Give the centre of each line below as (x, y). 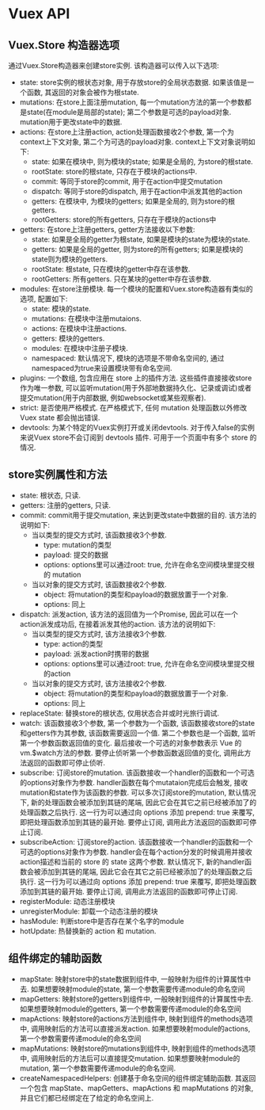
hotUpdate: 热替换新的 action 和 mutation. (88, 931)
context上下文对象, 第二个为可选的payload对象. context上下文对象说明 (134, 142)
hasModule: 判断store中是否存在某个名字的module (102, 921)
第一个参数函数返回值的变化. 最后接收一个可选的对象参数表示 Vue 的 (131, 742)
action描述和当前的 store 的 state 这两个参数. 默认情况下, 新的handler (132, 861)
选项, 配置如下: (44, 299)
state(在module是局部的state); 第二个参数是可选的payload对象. (129, 112)
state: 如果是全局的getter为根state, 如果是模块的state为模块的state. (141, 239)
